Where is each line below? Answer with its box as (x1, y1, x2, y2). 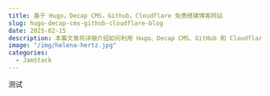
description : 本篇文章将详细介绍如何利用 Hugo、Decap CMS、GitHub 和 (8, 34, 227, 42)
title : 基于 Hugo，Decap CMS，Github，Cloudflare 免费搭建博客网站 (8, 11, 223, 20)
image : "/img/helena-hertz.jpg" (8, 42, 117, 50)
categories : (8, 49, 48, 57)
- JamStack (15, 57, 52, 65)
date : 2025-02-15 (8, 26, 67, 34)
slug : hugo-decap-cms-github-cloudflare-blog (8, 19, 163, 27)
